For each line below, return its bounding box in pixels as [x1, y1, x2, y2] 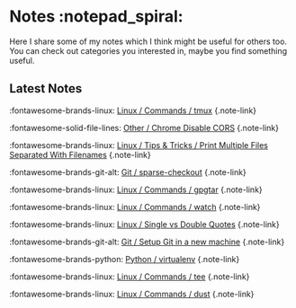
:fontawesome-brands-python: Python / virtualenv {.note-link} [9, 253, 240, 264]
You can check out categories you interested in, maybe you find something [9, 45, 288, 56]
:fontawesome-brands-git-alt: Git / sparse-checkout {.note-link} [9, 166, 247, 177]
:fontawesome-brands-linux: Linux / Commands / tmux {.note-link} [9, 105, 257, 116]
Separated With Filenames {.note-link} [9, 149, 151, 160]
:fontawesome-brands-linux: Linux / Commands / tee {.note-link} [9, 271, 250, 282]
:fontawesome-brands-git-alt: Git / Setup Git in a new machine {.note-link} [9, 236, 285, 247]
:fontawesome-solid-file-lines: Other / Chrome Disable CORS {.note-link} [9, 122, 280, 133]
